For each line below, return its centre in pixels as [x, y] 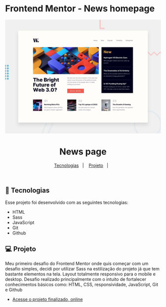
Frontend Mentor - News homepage [80, 9]
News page [83, 152]
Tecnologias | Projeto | [81, 165]
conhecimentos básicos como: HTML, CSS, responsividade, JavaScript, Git [82, 284]
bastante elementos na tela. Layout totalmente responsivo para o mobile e [80, 274]
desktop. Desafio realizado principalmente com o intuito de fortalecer [76, 279]
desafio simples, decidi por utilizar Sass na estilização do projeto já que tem [82, 269]
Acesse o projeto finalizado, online [47, 299]
